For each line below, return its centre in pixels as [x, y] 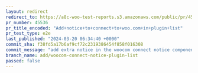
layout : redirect [27, 11]
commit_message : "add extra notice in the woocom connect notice [87, 50]
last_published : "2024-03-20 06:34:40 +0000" [62, 39]
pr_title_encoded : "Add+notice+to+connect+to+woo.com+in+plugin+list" [94, 28]
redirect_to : [22, 17]
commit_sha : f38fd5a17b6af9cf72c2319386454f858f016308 [74, 45]
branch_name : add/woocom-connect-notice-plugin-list [72, 55]
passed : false [23, 61]
